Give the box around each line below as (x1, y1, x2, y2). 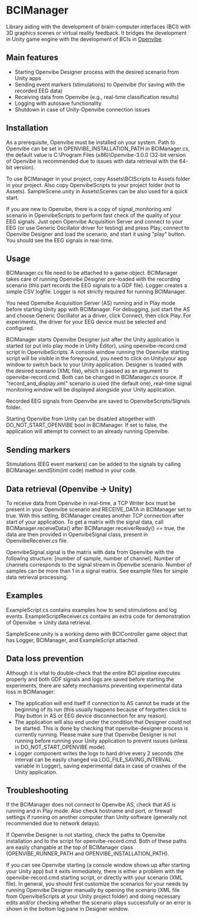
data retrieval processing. (6, 574, 68, 581)
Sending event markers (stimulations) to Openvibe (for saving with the (14, 81, 185, 88)
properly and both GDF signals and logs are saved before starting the (6, 676, 174, 683)
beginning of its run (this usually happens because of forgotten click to (14, 706, 187, 713)
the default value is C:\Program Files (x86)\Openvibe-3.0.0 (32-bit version (6, 151, 186, 158)
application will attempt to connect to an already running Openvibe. (6, 428, 170, 435)
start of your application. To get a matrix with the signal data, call (6, 518, 164, 525)
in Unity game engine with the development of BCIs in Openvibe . (6, 35, 163, 42)
